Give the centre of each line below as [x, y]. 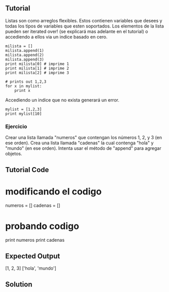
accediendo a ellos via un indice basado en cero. [56, 37]
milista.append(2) [25, 55]
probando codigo [42, 226]
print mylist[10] [24, 114]
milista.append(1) [25, 50]
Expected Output [33, 256]
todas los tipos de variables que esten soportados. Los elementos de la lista [84, 26]
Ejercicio [16, 126]
